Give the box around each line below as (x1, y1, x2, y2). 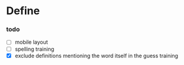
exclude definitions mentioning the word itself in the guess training (14, 52, 179, 59)
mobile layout (14, 38, 48, 45)
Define (6, 4, 40, 18)
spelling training (14, 45, 55, 53)
